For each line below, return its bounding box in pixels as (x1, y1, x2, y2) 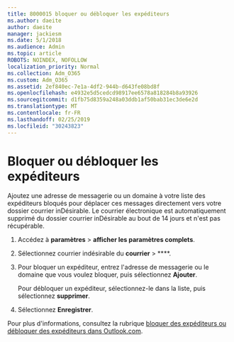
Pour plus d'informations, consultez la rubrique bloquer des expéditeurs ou (7, 319, 227, 328)
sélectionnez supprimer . (17, 292, 91, 300)
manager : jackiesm (7, 30, 62, 38)
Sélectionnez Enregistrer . (17, 306, 94, 314)
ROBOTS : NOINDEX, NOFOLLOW (7, 57, 87, 64)
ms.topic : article (7, 50, 62, 57)
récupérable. (7, 221, 45, 231)
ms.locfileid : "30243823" (7, 122, 84, 130)
